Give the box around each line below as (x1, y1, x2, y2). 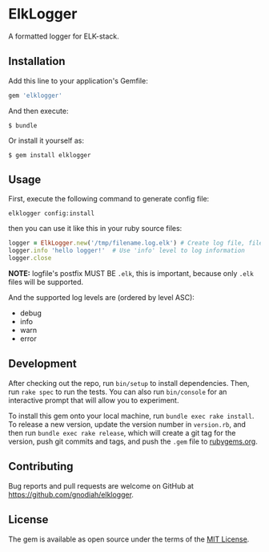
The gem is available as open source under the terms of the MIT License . (8, 534, 250, 544)
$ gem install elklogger (8, 151, 91, 159)
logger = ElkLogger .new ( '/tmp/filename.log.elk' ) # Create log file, (8, 239, 246, 247)
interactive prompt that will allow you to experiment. (8, 395, 179, 405)
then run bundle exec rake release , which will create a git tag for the (8, 428, 236, 437)
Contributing (8, 460, 74, 473)
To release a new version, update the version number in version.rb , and (8, 419, 247, 429)
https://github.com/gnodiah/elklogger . (8, 489, 134, 499)
